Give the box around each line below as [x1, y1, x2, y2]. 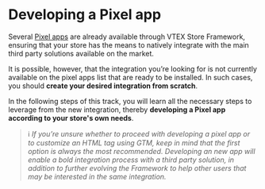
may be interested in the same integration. [27, 172, 167, 181]
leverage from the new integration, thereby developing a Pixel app [8, 105, 226, 114]
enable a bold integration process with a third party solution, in [27, 155, 235, 164]
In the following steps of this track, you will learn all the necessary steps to [8, 96, 252, 106]
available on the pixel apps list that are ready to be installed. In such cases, [8, 72, 253, 82]
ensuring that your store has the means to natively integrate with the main [8, 40, 250, 49]
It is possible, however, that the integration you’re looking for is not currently [8, 64, 258, 73]
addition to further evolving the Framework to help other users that [27, 163, 247, 172]
